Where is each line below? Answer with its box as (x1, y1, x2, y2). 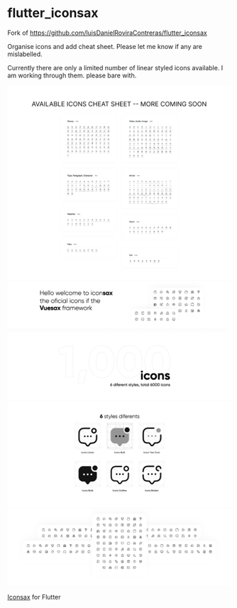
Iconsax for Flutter (7, 592, 62, 601)
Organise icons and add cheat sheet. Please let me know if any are (7, 42, 203, 50)
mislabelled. (7, 50, 43, 58)
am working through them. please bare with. (7, 71, 137, 80)
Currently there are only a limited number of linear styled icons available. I (7, 63, 224, 72)
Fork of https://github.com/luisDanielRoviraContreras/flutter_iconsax (7, 28, 207, 37)
